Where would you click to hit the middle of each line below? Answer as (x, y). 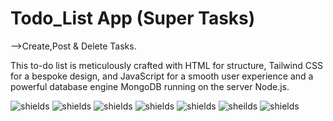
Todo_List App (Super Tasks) (133, 18)
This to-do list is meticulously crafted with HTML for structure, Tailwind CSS (166, 65)
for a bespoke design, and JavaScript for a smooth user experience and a (162, 76)
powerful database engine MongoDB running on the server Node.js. (150, 86)
